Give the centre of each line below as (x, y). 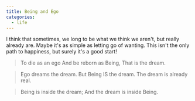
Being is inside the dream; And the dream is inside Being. (89, 92)
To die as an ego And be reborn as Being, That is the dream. (93, 63)
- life (19, 22)
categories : (20, 17)
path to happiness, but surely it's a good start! (61, 52)
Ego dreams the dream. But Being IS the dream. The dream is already (104, 75)
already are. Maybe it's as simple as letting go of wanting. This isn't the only (98, 45)
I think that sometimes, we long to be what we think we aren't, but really (93, 39)
